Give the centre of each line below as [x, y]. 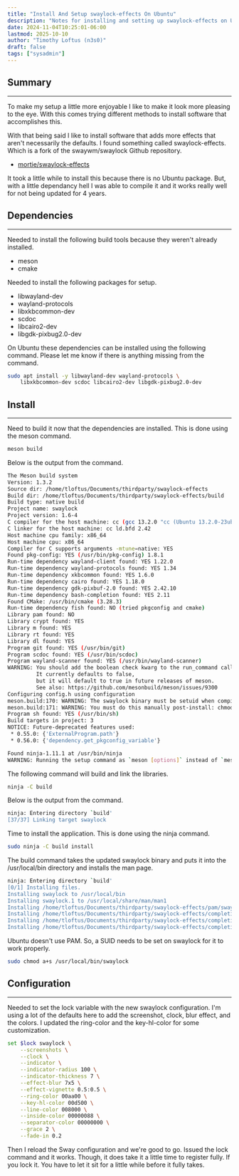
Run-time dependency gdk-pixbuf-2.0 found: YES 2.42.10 [92, 588]
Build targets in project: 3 [51, 721]
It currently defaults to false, [85, 675]
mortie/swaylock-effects [54, 164]
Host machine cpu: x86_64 [46, 542]
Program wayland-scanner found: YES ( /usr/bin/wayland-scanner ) [105, 661]
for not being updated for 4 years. [57, 193]
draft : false [27, 47]
